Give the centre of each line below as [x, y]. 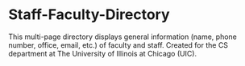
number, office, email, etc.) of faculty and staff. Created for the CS [118, 45]
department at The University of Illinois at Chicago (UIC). [103, 53]
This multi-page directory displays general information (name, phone [123, 37]
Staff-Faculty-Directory [89, 15]
